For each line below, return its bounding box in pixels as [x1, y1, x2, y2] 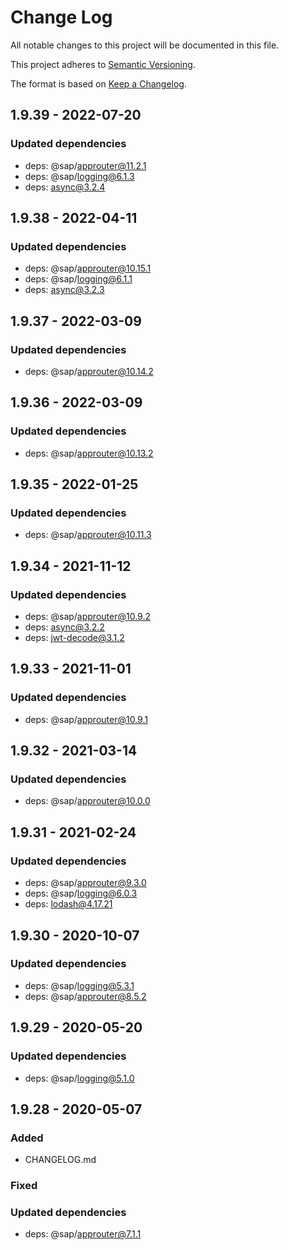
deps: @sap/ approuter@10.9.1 [24, 713, 148, 725]
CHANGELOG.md [24, 1154, 97, 1166]
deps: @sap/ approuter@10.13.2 [24, 447, 154, 459]
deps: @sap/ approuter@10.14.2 [24, 366, 154, 377]
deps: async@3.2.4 [24, 181, 106, 193]
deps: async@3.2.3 [24, 284, 105, 296]
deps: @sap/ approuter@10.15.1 [24, 262, 152, 275]
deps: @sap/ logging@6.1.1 [24, 273, 133, 285]
